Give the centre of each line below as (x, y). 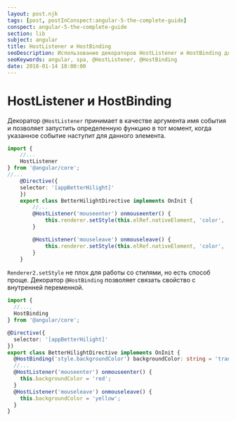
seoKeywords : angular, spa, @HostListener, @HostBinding (92, 60)
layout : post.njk (33, 14)
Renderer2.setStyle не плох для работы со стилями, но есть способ (109, 272)
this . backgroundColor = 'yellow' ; (70, 398)
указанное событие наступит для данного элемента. (87, 135)
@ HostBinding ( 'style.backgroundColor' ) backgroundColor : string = (113, 359)
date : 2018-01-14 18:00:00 (47, 66)
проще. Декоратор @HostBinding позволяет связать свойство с (101, 280)
